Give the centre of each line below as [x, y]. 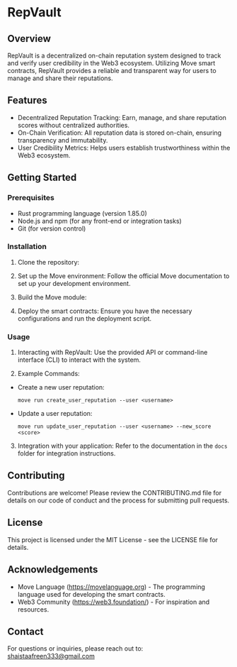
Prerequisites [31, 198]
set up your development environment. [74, 283]
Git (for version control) [52, 228]
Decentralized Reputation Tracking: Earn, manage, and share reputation [122, 117]
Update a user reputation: [55, 414]
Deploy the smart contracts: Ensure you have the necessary [105, 311]
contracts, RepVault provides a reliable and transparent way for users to [112, 71]
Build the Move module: [52, 297]
